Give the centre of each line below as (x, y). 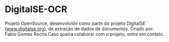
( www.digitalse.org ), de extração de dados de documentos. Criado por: (79, 28)
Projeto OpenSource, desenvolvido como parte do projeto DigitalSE (75, 23)
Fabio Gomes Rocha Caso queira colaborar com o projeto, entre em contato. (84, 34)
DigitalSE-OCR (36, 9)
